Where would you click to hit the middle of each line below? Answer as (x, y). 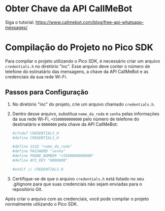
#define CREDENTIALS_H (35, 138)
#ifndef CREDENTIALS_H (35, 133)
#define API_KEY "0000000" (40, 161)
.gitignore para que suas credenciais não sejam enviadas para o (77, 184)
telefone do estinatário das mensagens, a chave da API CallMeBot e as (77, 71)
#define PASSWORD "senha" (39, 151)
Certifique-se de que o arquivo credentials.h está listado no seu (78, 178)
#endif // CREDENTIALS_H (38, 169)
